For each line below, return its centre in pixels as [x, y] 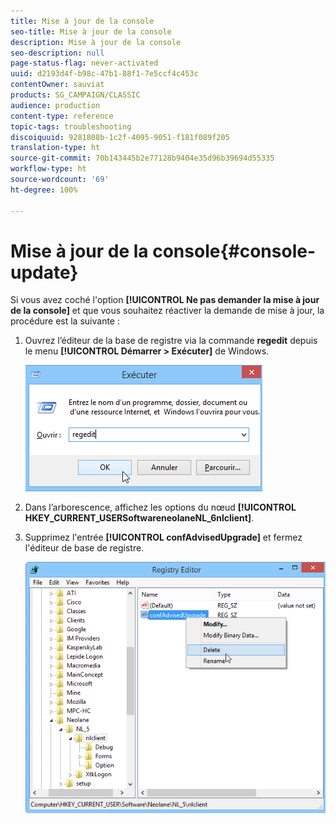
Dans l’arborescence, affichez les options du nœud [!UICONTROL [160, 507]
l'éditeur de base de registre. [84, 548]
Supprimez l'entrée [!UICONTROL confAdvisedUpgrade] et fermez [163, 537]
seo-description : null [57, 53]
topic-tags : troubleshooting [71, 126]
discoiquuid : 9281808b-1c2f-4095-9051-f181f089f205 [120, 137]
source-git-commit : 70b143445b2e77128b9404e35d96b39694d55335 [142, 158]
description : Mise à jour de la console [96, 42]
